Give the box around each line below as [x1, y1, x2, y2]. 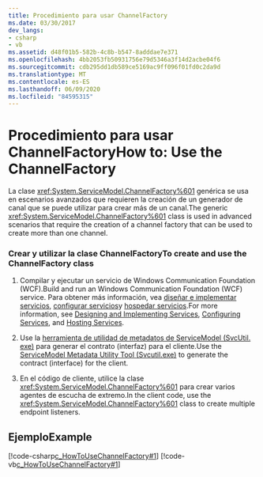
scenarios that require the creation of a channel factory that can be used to [8, 220, 253, 229]
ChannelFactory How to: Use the [8, 143, 223, 161]
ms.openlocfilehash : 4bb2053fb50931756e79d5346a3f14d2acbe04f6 [8, 56, 221, 64]
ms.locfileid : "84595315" [8, 93, 93, 100]
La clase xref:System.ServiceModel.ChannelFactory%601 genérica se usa [8, 187, 249, 196]
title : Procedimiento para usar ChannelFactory [8, 11, 168, 20]
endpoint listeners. [19, 407, 81, 417]
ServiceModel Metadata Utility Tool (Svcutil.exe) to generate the [19, 350, 229, 360]
